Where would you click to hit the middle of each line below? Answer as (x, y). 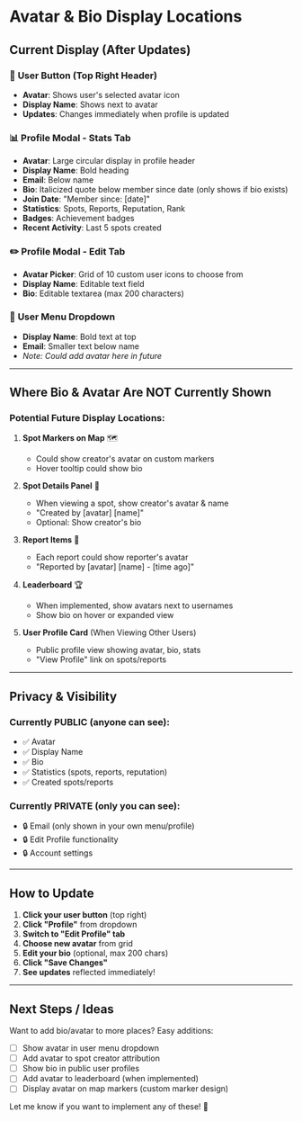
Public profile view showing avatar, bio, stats (118, 650)
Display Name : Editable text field (84, 284)
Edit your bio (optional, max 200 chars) (95, 953)
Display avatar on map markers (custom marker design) (125, 1089)
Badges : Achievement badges (78, 219)
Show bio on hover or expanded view (105, 615)
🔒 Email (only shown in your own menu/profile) (108, 826)
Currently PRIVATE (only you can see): (95, 806)
